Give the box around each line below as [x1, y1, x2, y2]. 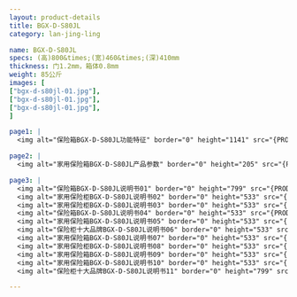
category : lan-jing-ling [9, 29, 101, 38]
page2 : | [9, 152, 42, 160]
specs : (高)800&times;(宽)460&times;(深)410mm [9, 54, 179, 63]
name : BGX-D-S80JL [9, 45, 77, 54]
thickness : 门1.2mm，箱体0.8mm [9, 62, 119, 71]
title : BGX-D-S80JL [9, 21, 81, 30]
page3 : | [9, 176, 42, 184]
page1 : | [9, 128, 42, 137]
